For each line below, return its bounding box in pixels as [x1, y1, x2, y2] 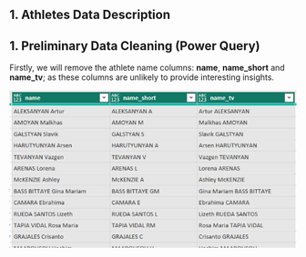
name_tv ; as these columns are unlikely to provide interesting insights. [9, 72, 275, 83]
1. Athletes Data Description [9, 7, 171, 23]
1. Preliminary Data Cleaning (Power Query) [9, 38, 260, 54]
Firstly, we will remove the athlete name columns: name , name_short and [9, 63, 285, 74]
